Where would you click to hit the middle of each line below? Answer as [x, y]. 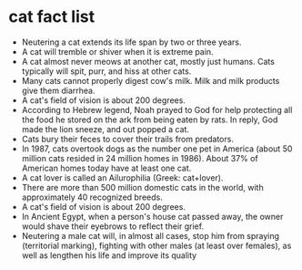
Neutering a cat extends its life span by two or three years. [131, 42]
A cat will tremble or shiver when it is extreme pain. [118, 51]
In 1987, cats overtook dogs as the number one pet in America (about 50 [157, 149]
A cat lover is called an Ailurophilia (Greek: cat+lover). [122, 177]
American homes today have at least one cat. [106, 168]
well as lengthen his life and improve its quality [109, 255]
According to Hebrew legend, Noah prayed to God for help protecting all [157, 109]
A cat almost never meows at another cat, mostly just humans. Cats [148, 61]
